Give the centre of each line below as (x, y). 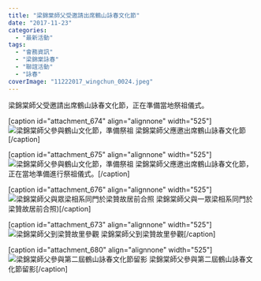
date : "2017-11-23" (40, 23)
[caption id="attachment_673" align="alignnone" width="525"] (110, 224)
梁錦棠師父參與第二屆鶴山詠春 (197, 259)
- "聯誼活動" (34, 67)
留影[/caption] (45, 268)
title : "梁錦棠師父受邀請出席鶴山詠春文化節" (74, 15)
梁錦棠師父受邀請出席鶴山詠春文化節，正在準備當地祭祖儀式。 (108, 105)
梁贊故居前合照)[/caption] (50, 208)
